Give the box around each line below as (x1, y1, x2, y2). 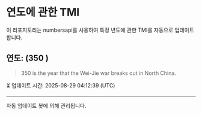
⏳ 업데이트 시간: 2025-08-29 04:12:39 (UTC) (6, 81, 115, 89)
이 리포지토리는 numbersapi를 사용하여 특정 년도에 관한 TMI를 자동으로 (6, 26, 174, 34)
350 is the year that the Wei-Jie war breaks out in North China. (20, 69, 176, 77)
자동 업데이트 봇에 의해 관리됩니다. (6, 102, 87, 109)
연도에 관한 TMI (6, 5, 80, 19)
